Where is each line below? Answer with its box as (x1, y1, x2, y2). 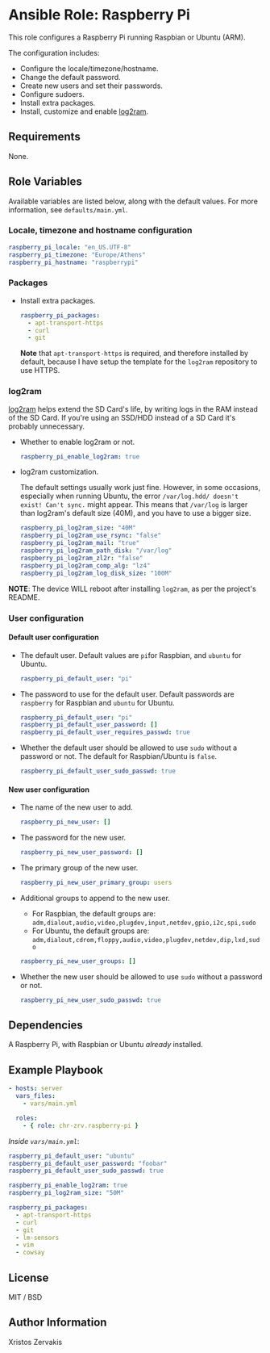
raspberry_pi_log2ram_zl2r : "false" (19, 554, 143, 562)
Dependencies (8, 1019, 83, 1033)
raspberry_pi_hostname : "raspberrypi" (8, 258, 139, 266)
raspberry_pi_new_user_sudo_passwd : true (19, 995, 162, 1004)
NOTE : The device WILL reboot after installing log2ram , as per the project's (8, 584, 256, 593)
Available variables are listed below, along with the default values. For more (8, 196, 258, 206)
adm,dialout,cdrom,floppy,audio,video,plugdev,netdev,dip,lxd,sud (31, 936, 260, 944)
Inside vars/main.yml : (8, 1136, 80, 1146)
